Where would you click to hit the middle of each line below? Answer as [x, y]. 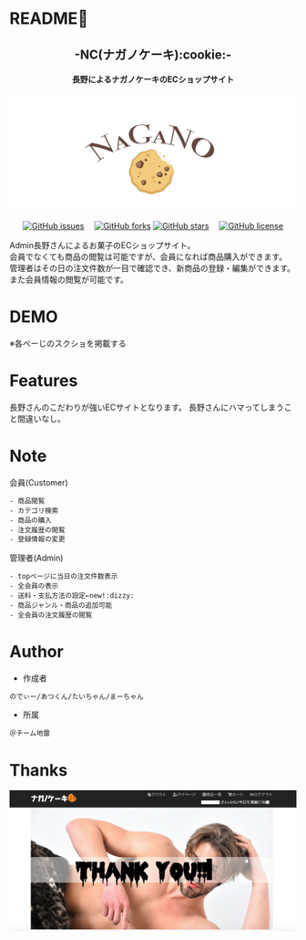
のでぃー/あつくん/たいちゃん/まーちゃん [76, 696]
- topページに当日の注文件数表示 [64, 577]
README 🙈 [49, 19]
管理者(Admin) [36, 558]
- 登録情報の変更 [37, 539]
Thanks [39, 770]
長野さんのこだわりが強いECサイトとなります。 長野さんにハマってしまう [147, 407]
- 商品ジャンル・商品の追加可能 [61, 605]
